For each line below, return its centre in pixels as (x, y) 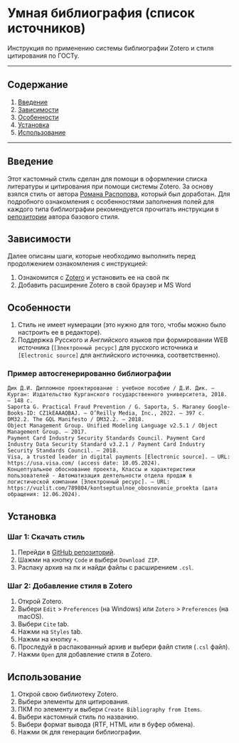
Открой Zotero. (41, 602)
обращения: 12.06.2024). (44, 495)
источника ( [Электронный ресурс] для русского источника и (108, 348)
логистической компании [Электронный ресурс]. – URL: (89, 482)
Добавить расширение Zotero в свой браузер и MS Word (104, 285)
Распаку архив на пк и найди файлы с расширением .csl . (106, 567)
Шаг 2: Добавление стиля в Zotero (70, 586)
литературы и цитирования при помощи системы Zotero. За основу (110, 186)
